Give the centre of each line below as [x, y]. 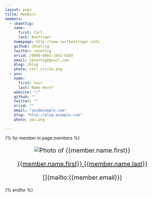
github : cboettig [32, 46]
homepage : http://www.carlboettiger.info [57, 42]
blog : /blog [26, 65]
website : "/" [27, 92]
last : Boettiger [35, 37]
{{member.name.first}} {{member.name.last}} [82, 164]
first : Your [30, 83]
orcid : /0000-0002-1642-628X [44, 55]
